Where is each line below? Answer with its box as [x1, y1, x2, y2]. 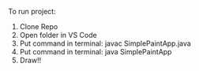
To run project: [8, 7, 57, 16]
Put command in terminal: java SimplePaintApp [19, 47, 172, 56]
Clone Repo [19, 22, 58, 31]
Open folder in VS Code [19, 31, 97, 39]
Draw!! [19, 55, 42, 65]
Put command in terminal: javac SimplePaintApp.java [19, 39, 191, 48]
